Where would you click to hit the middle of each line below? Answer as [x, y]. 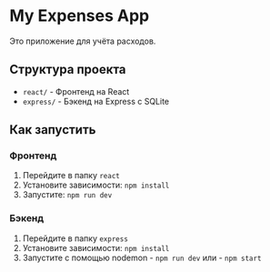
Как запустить [53, 130]
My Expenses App [80, 16]
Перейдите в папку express [75, 238]
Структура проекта [68, 70]
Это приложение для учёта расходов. [83, 41]
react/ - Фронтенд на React [76, 91]
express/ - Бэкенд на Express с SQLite [96, 101]
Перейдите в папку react [71, 176]
